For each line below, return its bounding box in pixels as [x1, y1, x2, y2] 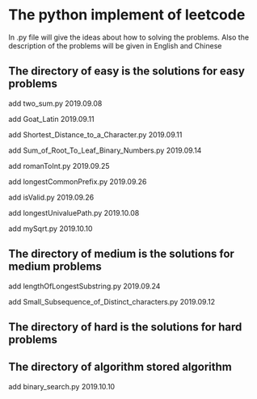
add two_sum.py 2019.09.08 [8, 99, 103, 108]
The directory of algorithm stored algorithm [8, 360, 233, 374]
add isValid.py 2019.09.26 [8, 192, 95, 202]
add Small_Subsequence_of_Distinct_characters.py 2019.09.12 [8, 296, 216, 306]
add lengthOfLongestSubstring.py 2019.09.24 [8, 281, 161, 291]
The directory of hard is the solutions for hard [8, 320, 242, 334]
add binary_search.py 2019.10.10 [8, 381, 116, 391]
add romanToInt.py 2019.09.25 [8, 161, 111, 170]
